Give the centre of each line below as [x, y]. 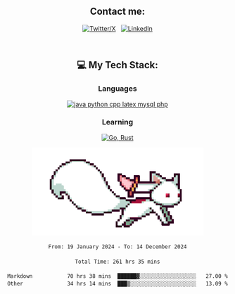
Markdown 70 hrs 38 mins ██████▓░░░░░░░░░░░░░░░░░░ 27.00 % [118, 276]
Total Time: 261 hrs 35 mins [118, 262]
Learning [118, 122]
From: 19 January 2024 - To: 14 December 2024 [118, 247]
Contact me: [118, 12]
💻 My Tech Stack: [118, 65]
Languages [118, 89]
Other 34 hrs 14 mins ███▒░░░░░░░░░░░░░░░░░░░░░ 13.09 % [118, 284]
